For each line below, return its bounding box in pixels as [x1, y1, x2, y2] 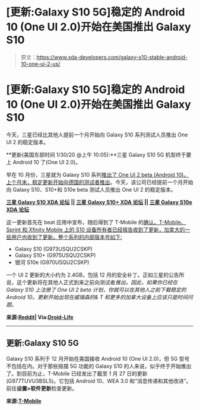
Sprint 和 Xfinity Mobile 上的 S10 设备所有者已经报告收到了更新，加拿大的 [6, 226, 185, 233]
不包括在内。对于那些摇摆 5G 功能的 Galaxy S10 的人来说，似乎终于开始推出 [6, 363, 192, 370]
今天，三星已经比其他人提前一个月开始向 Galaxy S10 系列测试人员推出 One [6, 131, 188, 138]
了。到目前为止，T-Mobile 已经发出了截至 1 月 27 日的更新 [6, 370, 148, 377]
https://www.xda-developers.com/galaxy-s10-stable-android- [36, 53, 188, 61]
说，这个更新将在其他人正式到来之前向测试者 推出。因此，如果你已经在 [6, 278, 178, 285]
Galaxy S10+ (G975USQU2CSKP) [14, 252, 96, 259]
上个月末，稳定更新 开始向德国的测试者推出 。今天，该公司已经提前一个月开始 [6, 179, 193, 186]
